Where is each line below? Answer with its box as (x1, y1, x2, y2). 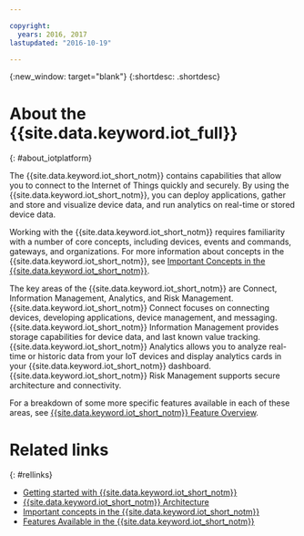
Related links (9, 439, 109, 460)
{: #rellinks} (9, 469, 53, 480)
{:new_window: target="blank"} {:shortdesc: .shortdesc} (9, 71, 221, 82)
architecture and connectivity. (9, 380, 122, 391)
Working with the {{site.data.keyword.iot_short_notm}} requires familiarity (9, 227, 285, 238)
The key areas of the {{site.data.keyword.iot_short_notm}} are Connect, (9, 283, 278, 294)
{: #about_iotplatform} (9, 152, 93, 164)
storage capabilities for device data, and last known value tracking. (9, 332, 261, 343)
